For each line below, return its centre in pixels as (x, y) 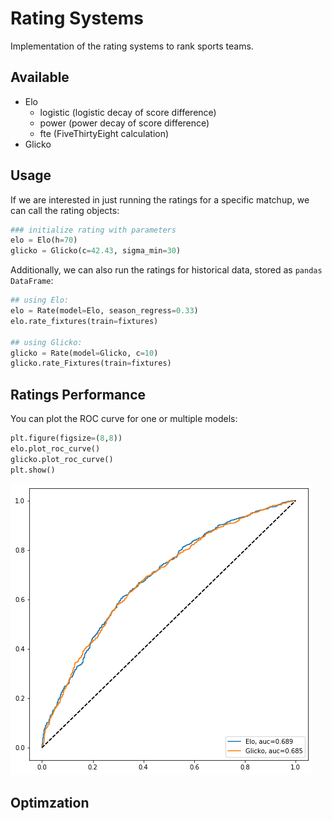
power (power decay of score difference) (124, 123)
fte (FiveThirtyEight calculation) (104, 133)
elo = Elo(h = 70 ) (44, 240)
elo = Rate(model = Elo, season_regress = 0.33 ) (104, 311)
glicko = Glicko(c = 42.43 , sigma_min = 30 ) (96, 251)
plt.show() (33, 470)
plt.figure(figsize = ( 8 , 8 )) (66, 438)
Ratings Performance (78, 394)
